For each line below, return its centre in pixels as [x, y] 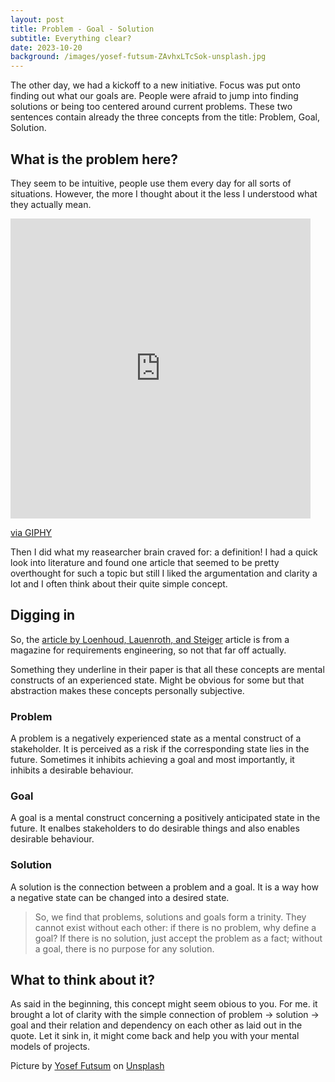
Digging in [43, 615]
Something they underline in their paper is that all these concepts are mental [167, 669]
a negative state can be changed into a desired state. [120, 897]
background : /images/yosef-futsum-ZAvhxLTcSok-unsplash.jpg [138, 57]
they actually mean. [51, 204]
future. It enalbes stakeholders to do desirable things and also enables [155, 828]
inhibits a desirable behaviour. [72, 770]
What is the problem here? [94, 159]
